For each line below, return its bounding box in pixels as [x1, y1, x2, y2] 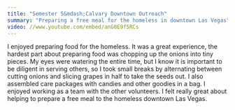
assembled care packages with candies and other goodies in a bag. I [7, 80, 206, 88]
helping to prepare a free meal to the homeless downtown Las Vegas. [7, 95, 208, 103]
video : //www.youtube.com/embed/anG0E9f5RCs [7, 23, 139, 30]
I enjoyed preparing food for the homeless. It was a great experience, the [7, 43, 218, 51]
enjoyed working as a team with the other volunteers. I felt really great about [7, 87, 227, 95]
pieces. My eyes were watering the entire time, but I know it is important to [7, 57, 222, 66]
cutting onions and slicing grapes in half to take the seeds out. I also [7, 72, 204, 81]
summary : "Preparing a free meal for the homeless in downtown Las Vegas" [7, 17, 230, 24]
